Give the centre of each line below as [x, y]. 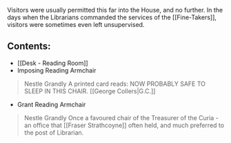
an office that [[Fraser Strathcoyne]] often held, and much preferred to [124, 125]
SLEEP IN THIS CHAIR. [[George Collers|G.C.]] [90, 91]
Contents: [29, 47]
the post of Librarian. [54, 132]
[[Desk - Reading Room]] [52, 63]
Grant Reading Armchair [51, 104]
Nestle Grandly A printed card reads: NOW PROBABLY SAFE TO [114, 84]
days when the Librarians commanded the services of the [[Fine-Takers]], [112, 17]
